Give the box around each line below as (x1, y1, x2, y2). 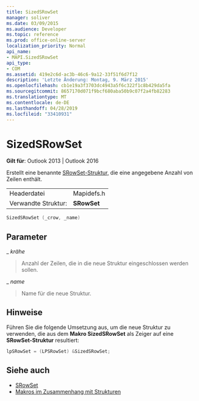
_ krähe (6, 248, 26, 255)
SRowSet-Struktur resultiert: (6, 336, 79, 344)
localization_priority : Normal (6, 43, 86, 49)
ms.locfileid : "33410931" (6, 111, 72, 117)
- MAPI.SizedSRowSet (6, 54, 59, 60)
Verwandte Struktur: (9, 199, 67, 208)
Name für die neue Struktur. (21, 290, 92, 297)
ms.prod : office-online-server (6, 37, 86, 43)
